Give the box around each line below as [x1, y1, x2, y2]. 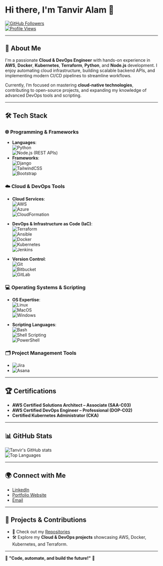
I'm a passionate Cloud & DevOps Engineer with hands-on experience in [5, 57, 150, 63]
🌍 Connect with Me [5, 471, 66, 480]
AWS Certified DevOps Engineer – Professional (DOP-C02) [12, 408, 132, 413]
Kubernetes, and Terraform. [12, 541, 68, 547]
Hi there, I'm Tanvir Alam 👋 [5, 4, 114, 16]
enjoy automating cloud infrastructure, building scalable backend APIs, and [5, 68, 155, 73]
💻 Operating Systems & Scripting [5, 284, 86, 291]
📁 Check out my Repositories [12, 529, 70, 534]
